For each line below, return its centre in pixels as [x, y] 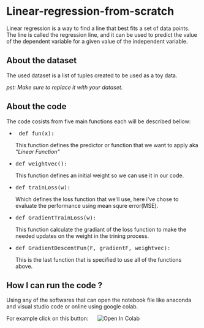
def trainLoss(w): [43, 187]
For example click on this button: [47, 318]
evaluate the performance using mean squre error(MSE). [87, 205]
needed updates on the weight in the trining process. [82, 236]
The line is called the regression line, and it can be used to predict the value [102, 34]
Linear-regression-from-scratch [90, 11]
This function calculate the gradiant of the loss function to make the [101, 229]
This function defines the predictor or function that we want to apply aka [107, 145]
